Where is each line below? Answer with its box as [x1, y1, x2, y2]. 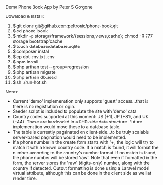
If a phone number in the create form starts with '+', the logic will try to [12, 139, 154, 145]
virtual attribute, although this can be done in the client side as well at [12, 170, 152, 176]
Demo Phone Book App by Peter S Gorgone [5, 4, 93, 10]
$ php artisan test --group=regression [12, 64, 89, 70]
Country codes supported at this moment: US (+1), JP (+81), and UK [12, 114, 148, 119]
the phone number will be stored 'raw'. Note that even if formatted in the [12, 155, 157, 160]
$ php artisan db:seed [12, 75, 57, 80]
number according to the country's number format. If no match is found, [12, 150, 157, 155]
